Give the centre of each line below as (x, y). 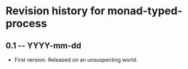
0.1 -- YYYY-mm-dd (43, 46)
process (26, 23)
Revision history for (55, 11)
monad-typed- (145, 11)
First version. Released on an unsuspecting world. (76, 60)
